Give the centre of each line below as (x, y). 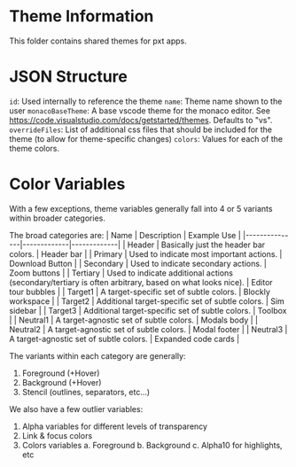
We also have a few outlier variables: (76, 409)
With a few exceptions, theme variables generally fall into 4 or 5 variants (141, 208)
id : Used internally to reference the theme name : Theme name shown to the (146, 101)
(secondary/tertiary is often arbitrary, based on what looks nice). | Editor (141, 282)
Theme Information (82, 16)
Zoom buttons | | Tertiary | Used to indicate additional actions (121, 273)
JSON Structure (69, 77)
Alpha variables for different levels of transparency (115, 426)
